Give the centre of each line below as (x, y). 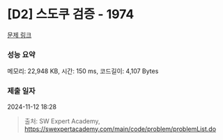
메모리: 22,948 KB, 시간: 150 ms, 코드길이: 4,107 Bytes (83, 71)
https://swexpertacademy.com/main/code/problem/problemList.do (120, 129)
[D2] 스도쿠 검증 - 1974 (71, 14)
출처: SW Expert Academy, (62, 121)
